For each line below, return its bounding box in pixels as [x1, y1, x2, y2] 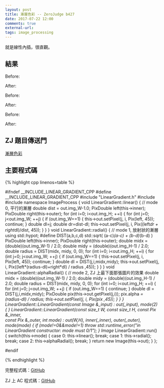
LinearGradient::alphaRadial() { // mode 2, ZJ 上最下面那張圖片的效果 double [5, 270, 159, 276]
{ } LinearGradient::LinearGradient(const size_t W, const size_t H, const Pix [5, 307, 156, 313]
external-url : [5, 26, 34, 30]
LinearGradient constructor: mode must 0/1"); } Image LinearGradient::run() [5, 328, 158, 333]
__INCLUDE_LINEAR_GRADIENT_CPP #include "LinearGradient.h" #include [5, 194, 155, 200]
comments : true [5, 21, 36, 26]
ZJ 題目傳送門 [5, 136, 47, 145]
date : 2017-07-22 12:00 [5, 16, 54, 21]
